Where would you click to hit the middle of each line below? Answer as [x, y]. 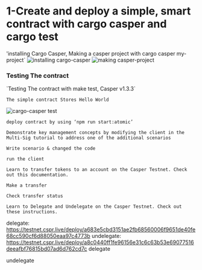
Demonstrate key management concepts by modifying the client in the [96, 133]
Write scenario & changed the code [51, 149]
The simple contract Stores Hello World [58, 100]
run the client [25, 159]
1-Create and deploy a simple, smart [99, 11]
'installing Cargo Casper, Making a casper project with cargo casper [91, 53]
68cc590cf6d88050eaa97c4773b [48, 236]
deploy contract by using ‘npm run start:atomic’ [70, 122]
